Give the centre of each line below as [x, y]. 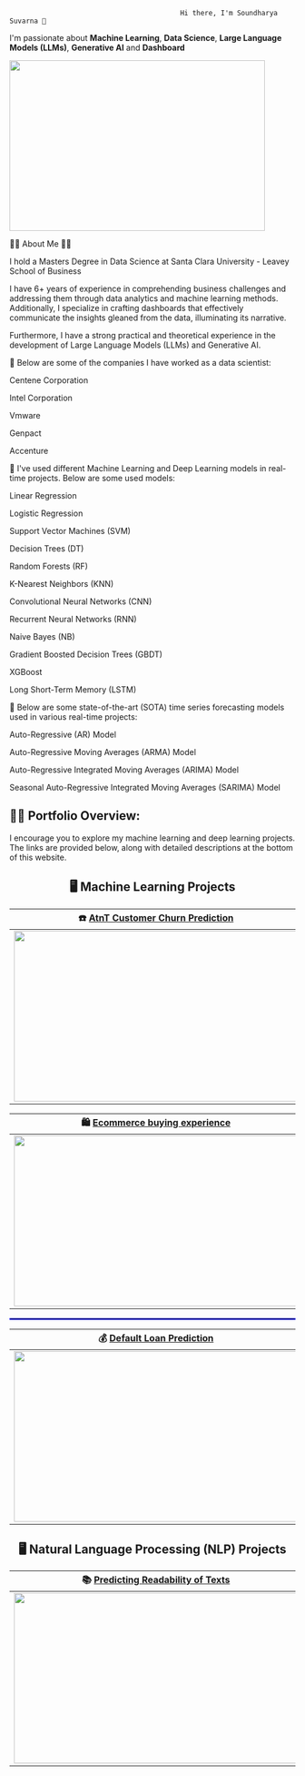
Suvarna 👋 [28, 21]
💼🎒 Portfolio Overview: [75, 816]
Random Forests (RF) [49, 566]
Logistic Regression [46, 513]
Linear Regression [43, 495]
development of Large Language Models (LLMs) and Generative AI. [135, 345]
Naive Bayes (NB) [42, 636]
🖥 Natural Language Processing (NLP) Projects [152, 1550]
